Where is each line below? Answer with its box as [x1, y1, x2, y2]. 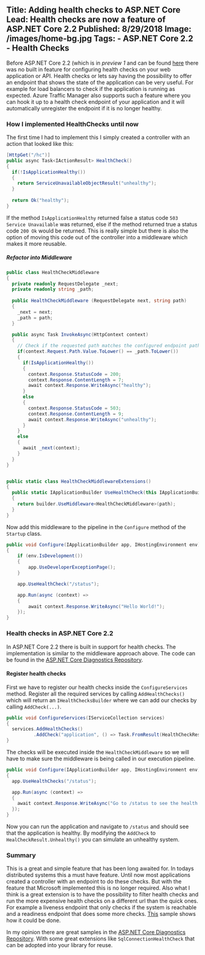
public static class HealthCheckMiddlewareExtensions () [6, 478, 151, 485]
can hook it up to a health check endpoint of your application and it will [6, 98, 185, 106]
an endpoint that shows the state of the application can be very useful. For [6, 79, 194, 86]
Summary [6, 851, 37, 859]
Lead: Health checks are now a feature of [6, 15, 166, 25]
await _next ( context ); [22, 445, 81, 451]
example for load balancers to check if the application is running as [6, 85, 176, 92]
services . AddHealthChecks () [12, 726, 84, 732]
